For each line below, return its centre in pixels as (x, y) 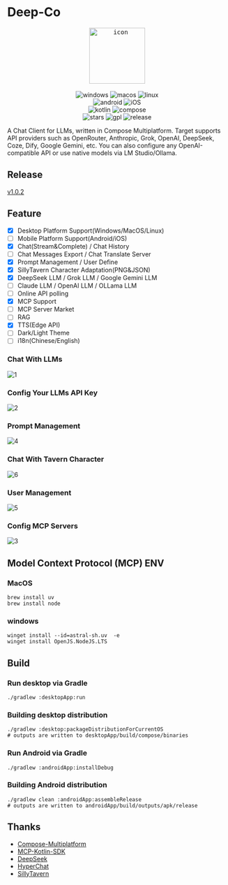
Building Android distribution (57, 785)
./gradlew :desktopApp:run (46, 697)
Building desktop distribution (58, 715)
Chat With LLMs (35, 359)
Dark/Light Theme (43, 333)
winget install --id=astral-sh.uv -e (63, 636)
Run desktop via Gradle (48, 683)
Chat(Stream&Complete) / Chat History (73, 246)
